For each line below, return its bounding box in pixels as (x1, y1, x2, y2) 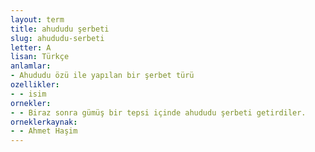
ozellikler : (10, 80, 60, 90)
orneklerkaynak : (10, 117, 78, 127)
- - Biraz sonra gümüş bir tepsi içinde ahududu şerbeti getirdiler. (10, 107, 307, 118)
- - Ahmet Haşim (10, 126, 78, 136)
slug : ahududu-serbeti (10, 33, 105, 43)
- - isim (10, 89, 47, 99)
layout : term (10, 14, 65, 25)
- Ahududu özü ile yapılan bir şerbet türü (10, 71, 195, 81)
